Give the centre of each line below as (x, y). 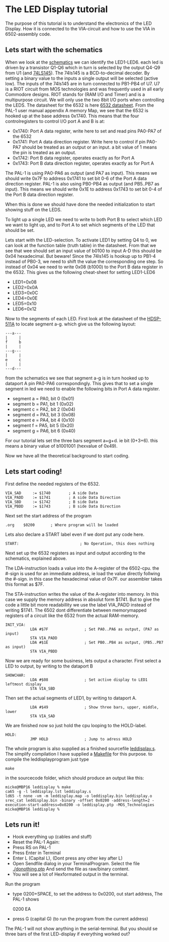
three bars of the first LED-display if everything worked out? (68, 934)
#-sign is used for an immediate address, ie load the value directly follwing (83, 573)
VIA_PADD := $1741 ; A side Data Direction (63, 497)
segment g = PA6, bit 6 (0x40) (44, 431)
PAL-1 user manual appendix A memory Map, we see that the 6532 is (77, 110)
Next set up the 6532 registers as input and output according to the (75, 553)
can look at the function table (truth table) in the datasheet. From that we (81, 245)
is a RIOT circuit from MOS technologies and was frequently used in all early (84, 89)
